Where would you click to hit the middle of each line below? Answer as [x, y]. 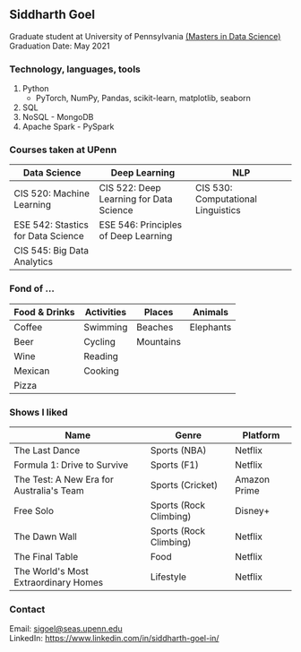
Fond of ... [32, 288]
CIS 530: [214, 188]
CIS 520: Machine [52, 193]
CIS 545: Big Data [52, 251]
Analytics [34, 262]
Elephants [211, 327]
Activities [106, 312]
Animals [210, 312]
